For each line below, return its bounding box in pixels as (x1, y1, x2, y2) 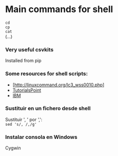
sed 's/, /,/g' (5, 122, 37, 127)
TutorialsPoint (12, 87, 41, 93)
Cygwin (5, 145, 21, 151)
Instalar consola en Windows (5, 133, 78, 140)
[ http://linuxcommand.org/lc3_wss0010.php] (12, 82, 104, 88)
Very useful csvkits (5, 46, 54, 53)
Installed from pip (5, 58, 42, 64)
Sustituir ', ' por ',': (5, 116, 43, 122)
